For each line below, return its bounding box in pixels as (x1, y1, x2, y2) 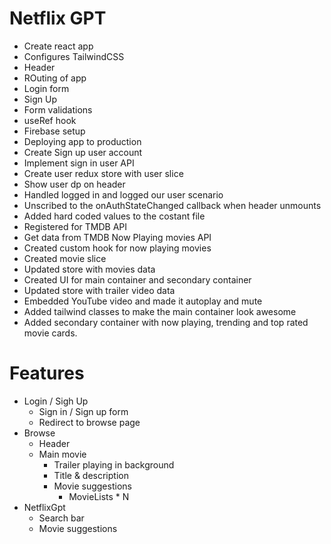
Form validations (23, 103, 93, 116)
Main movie (38, 448, 87, 460)
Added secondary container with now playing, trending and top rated (23, 316, 309, 328)
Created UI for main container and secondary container (23, 273, 252, 286)
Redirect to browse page (38, 416, 141, 428)
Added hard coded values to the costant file (23, 210, 206, 222)
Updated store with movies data (23, 263, 156, 275)
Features (9, 362, 85, 385)
